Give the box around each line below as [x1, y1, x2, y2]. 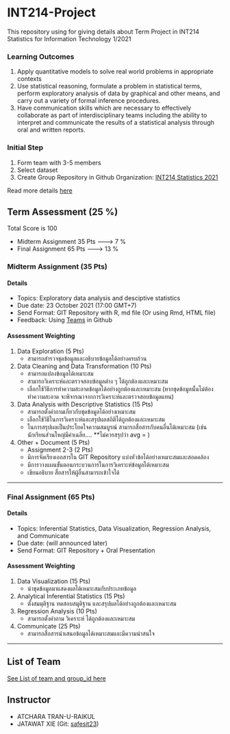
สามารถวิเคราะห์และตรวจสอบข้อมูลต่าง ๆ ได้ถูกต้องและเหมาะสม [27, 377, 168, 385]
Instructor [7, 694, 51, 706]
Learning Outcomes [7, 51, 75, 61]
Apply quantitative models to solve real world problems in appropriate [16, 67, 214, 76]
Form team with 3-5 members [16, 158, 101, 167]
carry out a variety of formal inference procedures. [16, 97, 161, 105]
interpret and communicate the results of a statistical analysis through [16, 119, 214, 127]
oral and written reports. [16, 125, 86, 134]
